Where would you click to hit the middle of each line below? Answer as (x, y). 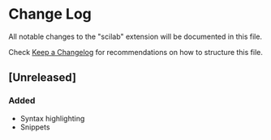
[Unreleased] (43, 78)
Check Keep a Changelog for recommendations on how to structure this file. (136, 52)
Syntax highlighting (52, 118)
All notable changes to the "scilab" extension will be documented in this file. (135, 36)
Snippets (35, 127)
